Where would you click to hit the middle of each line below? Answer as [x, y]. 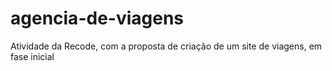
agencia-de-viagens [97, 18]
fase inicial [32, 56]
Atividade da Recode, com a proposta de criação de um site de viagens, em [166, 46]
